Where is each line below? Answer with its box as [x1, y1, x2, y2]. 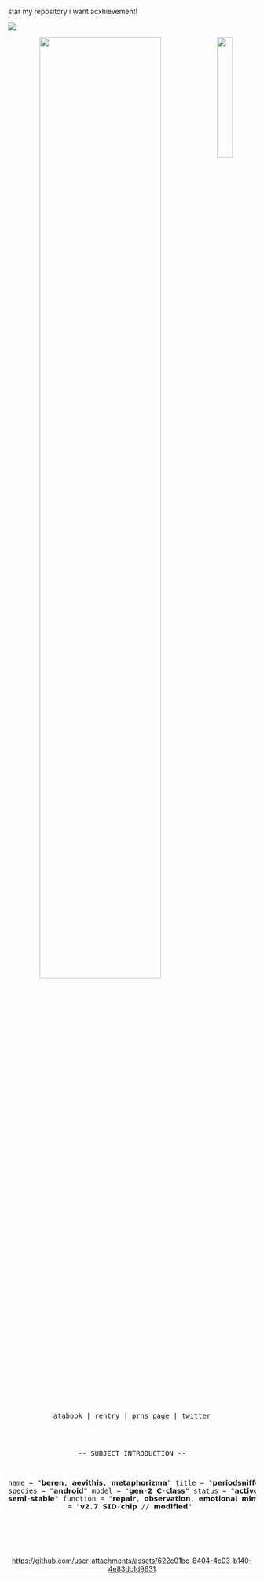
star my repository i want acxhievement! [8, 7, 138, 16]
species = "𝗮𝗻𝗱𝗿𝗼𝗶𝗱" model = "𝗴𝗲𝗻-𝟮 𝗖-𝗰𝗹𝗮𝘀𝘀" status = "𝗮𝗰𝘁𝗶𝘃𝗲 [8, 1486, 259, 1495]
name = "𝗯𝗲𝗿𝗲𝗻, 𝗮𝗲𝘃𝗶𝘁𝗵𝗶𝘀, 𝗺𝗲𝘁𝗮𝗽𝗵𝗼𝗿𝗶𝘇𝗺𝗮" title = [8, 1479, 205, 1487]
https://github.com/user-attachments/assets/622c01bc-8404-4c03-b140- [11, 1556, 253, 1565]
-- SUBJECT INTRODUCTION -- [78, 1449, 186, 1457]
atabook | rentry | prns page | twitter [53, 1412, 211, 1420]
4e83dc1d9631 [108, 1564, 156, 1573]
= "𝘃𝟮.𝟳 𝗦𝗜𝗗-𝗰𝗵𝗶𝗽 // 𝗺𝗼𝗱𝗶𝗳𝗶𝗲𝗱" [68, 1502, 192, 1511]
